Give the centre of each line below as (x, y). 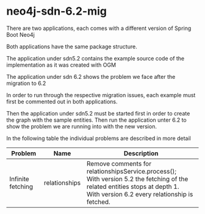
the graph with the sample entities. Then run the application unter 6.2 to (97, 120)
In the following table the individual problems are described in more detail (99, 138)
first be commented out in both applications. (62, 101)
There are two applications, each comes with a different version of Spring (99, 28)
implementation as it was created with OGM (61, 65)
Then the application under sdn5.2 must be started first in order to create (98, 113)
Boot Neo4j (21, 34)
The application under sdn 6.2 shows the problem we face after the (91, 76)
